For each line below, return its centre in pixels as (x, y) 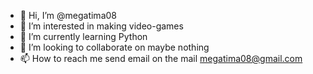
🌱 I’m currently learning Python (83, 36)
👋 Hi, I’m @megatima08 (68, 15)
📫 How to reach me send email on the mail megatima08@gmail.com (161, 58)
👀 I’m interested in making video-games (101, 26)
